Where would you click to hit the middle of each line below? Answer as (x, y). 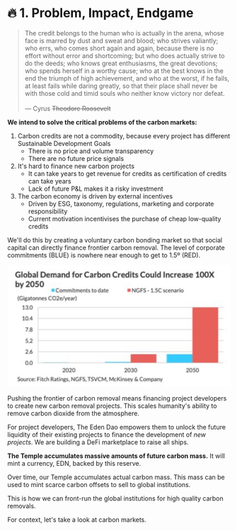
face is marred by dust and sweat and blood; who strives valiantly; (121, 40)
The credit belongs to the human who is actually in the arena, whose (124, 33)
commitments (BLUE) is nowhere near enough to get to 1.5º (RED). (104, 255)
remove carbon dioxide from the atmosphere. (74, 413)
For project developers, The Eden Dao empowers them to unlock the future (117, 427)
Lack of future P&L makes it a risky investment (96, 189)
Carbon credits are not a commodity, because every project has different (124, 135)
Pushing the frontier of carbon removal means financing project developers (117, 398)
